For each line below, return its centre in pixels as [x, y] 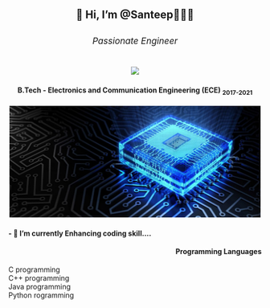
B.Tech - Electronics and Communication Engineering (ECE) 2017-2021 [135, 91]
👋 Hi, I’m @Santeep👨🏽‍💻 [135, 15]
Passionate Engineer [135, 41]
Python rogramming [41, 295]
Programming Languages [219, 252]
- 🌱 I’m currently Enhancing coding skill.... [80, 233]
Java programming [39, 286]
